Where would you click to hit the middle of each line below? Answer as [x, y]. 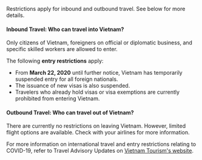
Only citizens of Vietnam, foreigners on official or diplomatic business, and [99, 43]
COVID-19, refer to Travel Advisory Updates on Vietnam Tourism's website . [100, 151]
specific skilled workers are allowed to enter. [62, 49]
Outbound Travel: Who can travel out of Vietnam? [70, 113]
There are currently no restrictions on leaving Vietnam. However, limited [96, 126]
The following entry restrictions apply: [55, 61]
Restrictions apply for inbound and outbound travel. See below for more [96, 9]
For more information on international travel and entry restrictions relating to [101, 144]
